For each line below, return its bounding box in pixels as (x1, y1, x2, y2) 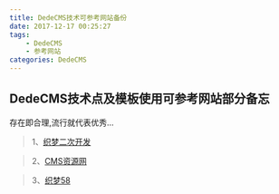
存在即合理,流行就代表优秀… (9, 117, 115, 128)
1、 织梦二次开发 (31, 136, 91, 147)
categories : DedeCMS (9, 55, 88, 64)
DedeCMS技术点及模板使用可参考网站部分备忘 (9, 92, 270, 107)
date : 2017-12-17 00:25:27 (9, 22, 111, 31)
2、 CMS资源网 (31, 155, 88, 166)
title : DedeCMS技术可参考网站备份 (9, 13, 128, 23)
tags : (9, 30, 30, 39)
